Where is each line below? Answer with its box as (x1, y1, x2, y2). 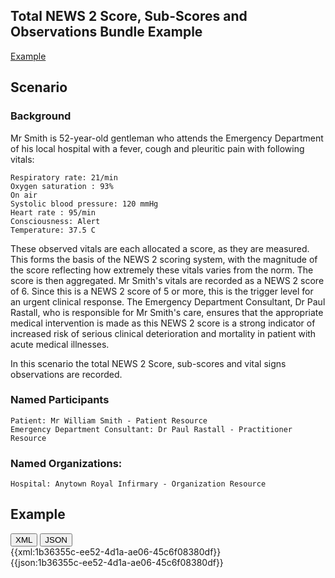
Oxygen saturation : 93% (10, 181, 114, 191)
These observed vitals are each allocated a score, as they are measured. (10, 242, 310, 254)
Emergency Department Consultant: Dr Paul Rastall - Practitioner (10, 424, 293, 434)
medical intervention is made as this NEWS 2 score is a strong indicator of (10, 317, 316, 329)
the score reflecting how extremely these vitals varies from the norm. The (10, 264, 314, 276)
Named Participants (10, 393, 110, 407)
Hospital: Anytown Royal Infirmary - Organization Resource (10, 479, 267, 489)
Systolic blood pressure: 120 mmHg (10, 199, 159, 209)
